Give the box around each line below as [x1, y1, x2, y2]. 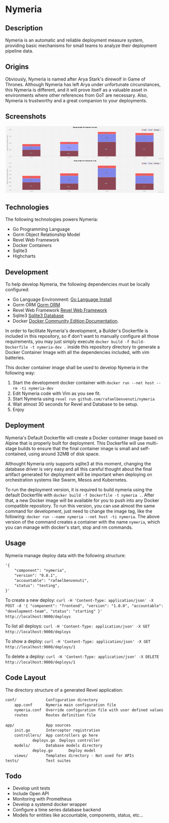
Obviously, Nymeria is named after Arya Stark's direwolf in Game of [5, 76, 146, 82]
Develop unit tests [12, 785, 50, 791]
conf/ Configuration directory [5, 697, 98, 702]
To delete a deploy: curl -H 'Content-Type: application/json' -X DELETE [5, 653, 159, 659]
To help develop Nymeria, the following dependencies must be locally [5, 281, 150, 287]
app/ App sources [5, 723, 71, 728]
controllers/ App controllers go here [14, 733, 98, 738]
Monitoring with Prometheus [12, 796, 72, 802]
